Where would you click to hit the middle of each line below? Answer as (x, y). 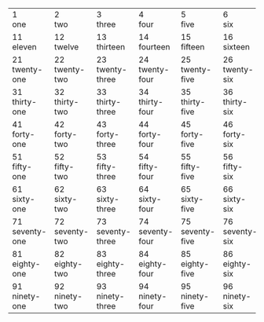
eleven (24, 47)
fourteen (154, 47)
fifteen (192, 47)
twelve (66, 47)
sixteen (236, 47)
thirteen (111, 47)
